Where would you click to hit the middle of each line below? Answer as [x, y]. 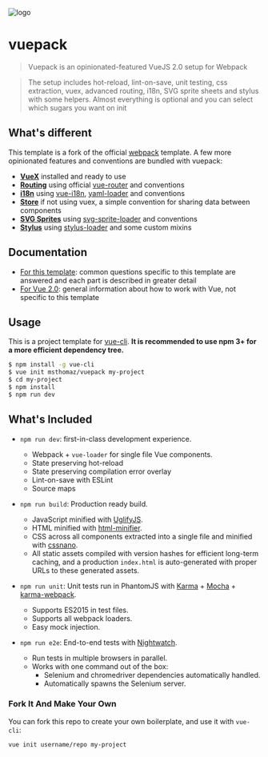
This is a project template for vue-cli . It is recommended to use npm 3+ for [132, 342]
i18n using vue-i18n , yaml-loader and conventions [102, 193]
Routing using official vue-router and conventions [102, 185]
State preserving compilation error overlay [102, 471]
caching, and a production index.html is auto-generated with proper [144, 562]
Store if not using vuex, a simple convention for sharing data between [135, 202]
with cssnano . [55, 545]
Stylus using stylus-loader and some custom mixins [106, 227]
